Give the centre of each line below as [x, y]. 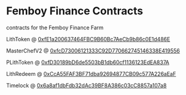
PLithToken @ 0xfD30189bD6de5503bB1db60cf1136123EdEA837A [88, 62]
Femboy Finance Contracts [75, 11]
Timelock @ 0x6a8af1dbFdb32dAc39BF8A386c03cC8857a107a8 [86, 85]
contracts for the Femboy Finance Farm [55, 27]
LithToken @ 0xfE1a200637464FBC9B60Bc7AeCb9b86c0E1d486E [88, 39]
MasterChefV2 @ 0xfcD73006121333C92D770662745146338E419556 [93, 50]
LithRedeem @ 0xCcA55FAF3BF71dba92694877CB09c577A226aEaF [91, 73]
